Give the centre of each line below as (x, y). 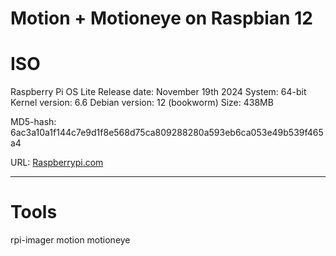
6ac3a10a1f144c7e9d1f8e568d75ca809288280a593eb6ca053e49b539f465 (167, 133)
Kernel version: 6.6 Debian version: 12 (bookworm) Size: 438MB (142, 103)
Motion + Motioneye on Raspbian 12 (161, 18)
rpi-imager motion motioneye (70, 240)
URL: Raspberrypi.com (57, 163)
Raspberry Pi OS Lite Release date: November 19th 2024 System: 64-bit (158, 92)
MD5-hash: (33, 122)
